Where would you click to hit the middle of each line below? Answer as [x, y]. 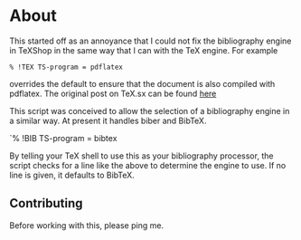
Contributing [46, 203]
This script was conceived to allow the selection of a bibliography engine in [150, 110]
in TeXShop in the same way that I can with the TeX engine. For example [144, 50]
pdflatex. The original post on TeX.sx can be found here [113, 93]
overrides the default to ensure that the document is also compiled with [142, 83]
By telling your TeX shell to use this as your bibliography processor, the [141, 156]
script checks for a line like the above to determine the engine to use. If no [148, 165]
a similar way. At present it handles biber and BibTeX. [108, 120]
